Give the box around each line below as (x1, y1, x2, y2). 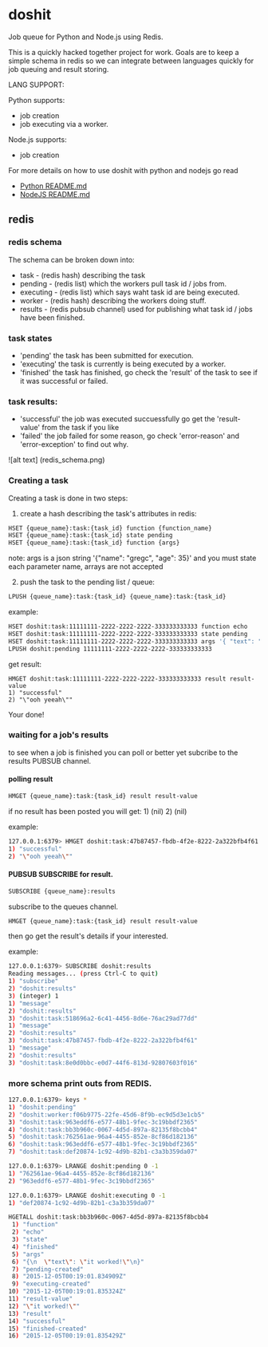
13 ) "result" (8, 1309, 52, 1317)
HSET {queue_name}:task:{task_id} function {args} (8, 539, 180, 547)
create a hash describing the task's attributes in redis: (19, 508, 197, 518)
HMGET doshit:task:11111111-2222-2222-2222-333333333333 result (8, 674, 227, 683)
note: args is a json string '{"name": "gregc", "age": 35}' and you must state (8, 553, 257, 563)
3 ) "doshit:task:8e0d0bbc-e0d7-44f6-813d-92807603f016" (8, 1059, 198, 1067)
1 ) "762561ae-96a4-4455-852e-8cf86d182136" (8, 1169, 156, 1178)
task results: (8, 396, 58, 407)
